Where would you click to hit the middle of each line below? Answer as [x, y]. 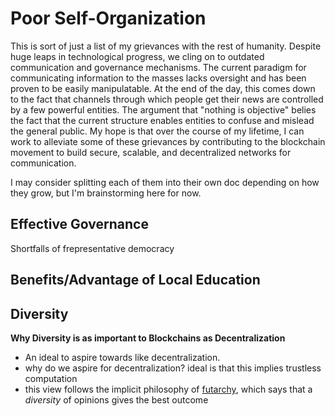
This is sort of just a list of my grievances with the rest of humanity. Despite [166, 46]
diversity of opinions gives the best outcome [116, 399]
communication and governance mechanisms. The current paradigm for [158, 67]
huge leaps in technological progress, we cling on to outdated [137, 56]
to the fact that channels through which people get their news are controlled [167, 99]
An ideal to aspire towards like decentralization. [122, 357]
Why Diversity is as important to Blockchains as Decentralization [148, 338]
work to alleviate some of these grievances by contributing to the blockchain [168, 141]
